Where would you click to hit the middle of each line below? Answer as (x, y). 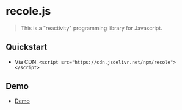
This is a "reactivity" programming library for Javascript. (91, 28)
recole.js (28, 11)
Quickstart (27, 47)
